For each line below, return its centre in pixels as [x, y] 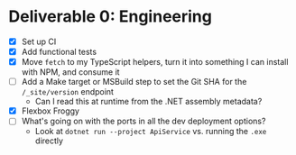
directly [49, 141]
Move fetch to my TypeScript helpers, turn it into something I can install [155, 62]
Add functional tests [59, 52]
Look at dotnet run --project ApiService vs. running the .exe [151, 132]
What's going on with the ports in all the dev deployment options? [143, 121]
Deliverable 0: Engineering [111, 17]
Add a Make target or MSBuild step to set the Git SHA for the [134, 82]
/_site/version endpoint [68, 92]
